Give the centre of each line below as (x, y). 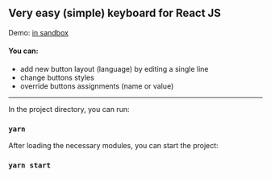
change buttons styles (57, 78)
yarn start (29, 166)
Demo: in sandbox (38, 32)
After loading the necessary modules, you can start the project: (114, 146)
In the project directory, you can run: (69, 110)
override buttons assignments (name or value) (97, 86)
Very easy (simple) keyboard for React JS (115, 13)
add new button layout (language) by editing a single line (114, 69)
